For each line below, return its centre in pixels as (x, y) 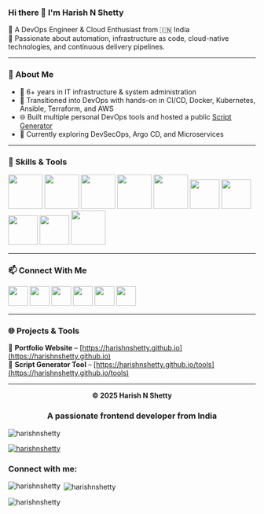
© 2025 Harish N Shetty (132, 395)
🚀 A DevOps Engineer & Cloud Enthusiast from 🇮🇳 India (99, 30)
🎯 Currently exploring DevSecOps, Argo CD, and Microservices (121, 134)
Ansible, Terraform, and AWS (66, 108)
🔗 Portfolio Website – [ (45, 348)
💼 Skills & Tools (38, 162)
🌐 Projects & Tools (44, 331)
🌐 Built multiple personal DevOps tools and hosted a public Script (125, 116)
